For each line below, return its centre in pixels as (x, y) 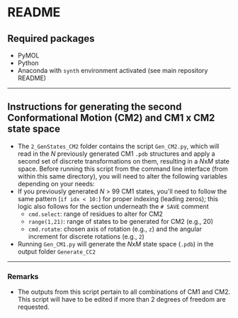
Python (28, 63)
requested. (33, 307)
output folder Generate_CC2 (56, 251)
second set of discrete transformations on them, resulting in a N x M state (124, 161)
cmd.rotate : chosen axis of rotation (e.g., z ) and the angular (115, 229)
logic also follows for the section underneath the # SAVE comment (113, 206)
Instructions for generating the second (95, 107)
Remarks (23, 276)
